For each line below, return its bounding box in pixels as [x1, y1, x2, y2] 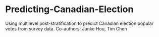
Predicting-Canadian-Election [5, 4, 134, 15]
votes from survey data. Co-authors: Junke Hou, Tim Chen [5, 25, 127, 31]
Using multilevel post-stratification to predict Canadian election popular [5, 20, 154, 26]
